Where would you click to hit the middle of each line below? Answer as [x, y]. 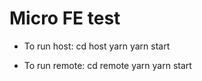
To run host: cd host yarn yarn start [97, 46]
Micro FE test [65, 18]
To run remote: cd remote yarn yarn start [107, 65]
